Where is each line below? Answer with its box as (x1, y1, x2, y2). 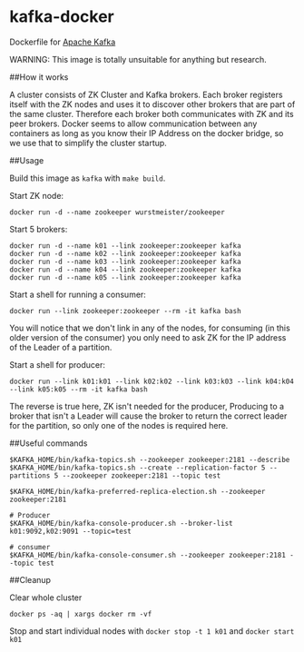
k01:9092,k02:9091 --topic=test (9, 527, 132, 536)
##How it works (9, 71, 69, 83)
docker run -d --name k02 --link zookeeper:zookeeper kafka (9, 249, 242, 258)
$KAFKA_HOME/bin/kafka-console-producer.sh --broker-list (9, 519, 233, 528)
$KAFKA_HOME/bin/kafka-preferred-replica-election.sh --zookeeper (9, 487, 266, 496)
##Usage (9, 154, 44, 165)
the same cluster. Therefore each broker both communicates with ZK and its (9, 108, 294, 119)
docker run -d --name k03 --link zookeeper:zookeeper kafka (9, 257, 242, 266)
